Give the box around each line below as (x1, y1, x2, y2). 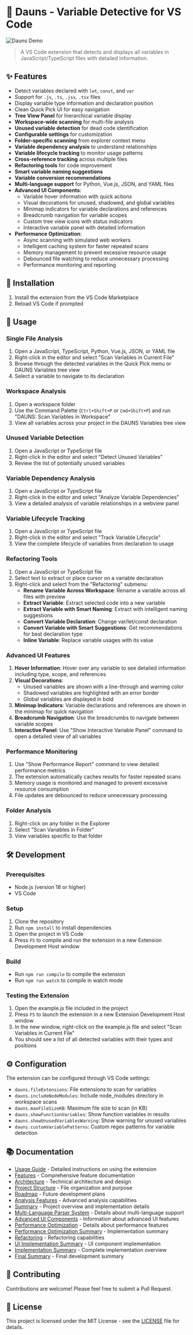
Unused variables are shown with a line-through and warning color (23, 683, 184, 690)
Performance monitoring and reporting (23, 261, 117, 268)
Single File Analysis (6, 334, 63, 342)
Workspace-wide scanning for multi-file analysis (14, 118, 134, 125)
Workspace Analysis (6, 387, 66, 396)
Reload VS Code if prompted (14, 300, 83, 307)
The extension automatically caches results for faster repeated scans (14, 773, 181, 780)
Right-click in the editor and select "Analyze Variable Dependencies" (14, 494, 180, 501)
